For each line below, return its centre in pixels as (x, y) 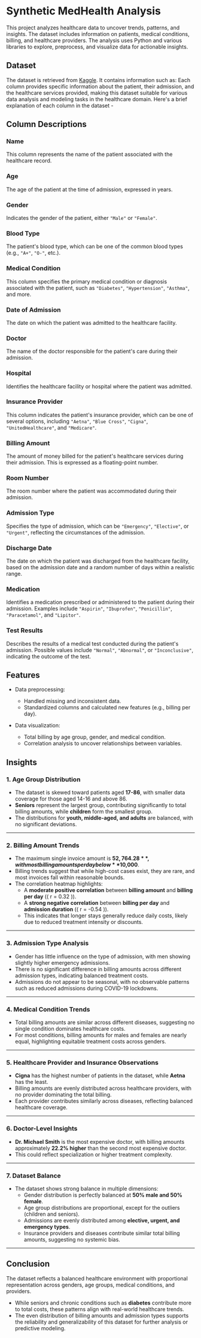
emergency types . (47, 1227)
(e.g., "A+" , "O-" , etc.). (33, 253)
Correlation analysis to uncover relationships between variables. (103, 744)
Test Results (25, 630)
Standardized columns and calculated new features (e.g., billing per (107, 708)
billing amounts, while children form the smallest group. (84, 812)
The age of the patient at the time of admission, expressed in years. (89, 189)
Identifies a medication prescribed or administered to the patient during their (100, 602)
